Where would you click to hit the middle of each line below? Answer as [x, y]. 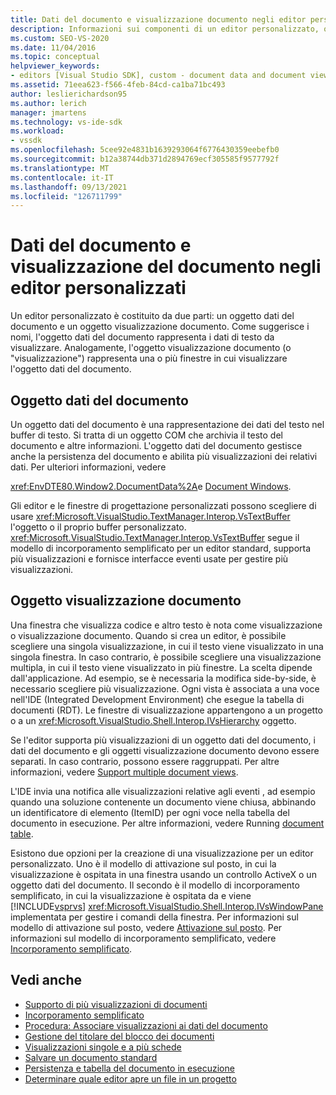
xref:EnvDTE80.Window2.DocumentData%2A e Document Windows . [151, 486]
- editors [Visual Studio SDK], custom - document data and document [158, 76]
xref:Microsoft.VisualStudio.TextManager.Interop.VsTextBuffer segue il [155, 537]
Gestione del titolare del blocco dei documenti [119, 1036]
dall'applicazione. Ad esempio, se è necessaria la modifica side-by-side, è [163, 678]
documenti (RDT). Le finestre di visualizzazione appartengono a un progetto [166, 710]
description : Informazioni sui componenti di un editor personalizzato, [165, 29]
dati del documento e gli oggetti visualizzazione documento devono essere [165, 750]
